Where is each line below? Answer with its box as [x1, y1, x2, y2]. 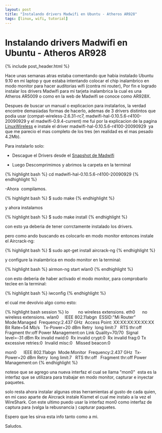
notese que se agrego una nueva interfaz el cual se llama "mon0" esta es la [5, 369, 157, 375]
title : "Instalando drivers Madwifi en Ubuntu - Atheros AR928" [5, 12, 137, 17]
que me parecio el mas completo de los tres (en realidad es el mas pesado [5, 129, 153, 134]
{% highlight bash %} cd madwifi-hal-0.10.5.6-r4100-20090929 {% [5, 171, 139, 177]
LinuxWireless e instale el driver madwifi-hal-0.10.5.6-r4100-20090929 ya [5, 123, 154, 129]
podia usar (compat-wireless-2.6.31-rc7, [5, 113, 85, 119]
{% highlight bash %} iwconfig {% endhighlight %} [5, 290, 106, 296]
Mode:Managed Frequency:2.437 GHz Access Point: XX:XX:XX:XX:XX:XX [5, 319, 154, 325]
